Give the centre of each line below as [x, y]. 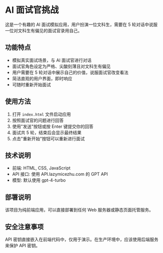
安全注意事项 [24, 227]
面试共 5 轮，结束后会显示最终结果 [47, 132]
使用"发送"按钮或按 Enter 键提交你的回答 [53, 126]
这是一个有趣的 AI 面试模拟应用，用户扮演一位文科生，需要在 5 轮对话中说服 [81, 24]
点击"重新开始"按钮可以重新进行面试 [48, 138]
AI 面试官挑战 [32, 10]
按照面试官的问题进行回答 [38, 120]
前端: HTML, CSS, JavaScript [41, 168]
